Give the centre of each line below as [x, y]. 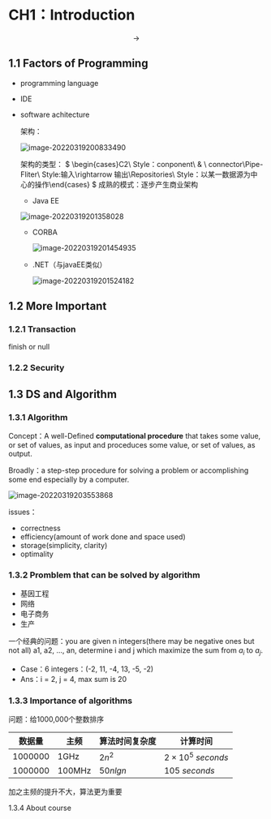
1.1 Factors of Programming [78, 64]
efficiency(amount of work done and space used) [103, 537]
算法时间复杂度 [127, 741]
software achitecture [55, 114]
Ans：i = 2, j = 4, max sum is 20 [73, 680]
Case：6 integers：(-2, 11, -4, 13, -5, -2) [87, 669]
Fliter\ [30, 174]
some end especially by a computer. [69, 480]
